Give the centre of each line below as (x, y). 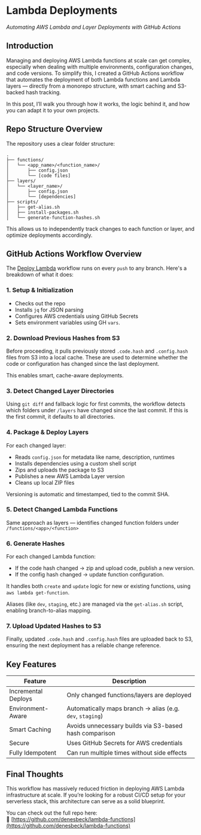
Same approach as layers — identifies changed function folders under (93, 522)
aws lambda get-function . (38, 593)
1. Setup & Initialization (40, 290)
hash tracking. (44, 92)
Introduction (30, 46)
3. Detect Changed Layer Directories (60, 391)
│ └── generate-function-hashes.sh (53, 217)
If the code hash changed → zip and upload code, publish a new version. (105, 568)
